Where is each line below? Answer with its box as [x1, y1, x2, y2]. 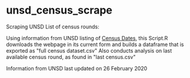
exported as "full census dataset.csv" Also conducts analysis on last [6, 47, 172, 54]
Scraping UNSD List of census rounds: [6, 23, 99, 30]
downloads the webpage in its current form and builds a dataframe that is [6, 41, 184, 48]
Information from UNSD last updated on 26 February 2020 [6, 64, 148, 71]
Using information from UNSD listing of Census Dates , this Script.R [6, 34, 168, 41]
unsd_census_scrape [6, 4, 113, 17]
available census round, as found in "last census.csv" [6, 53, 136, 60]
